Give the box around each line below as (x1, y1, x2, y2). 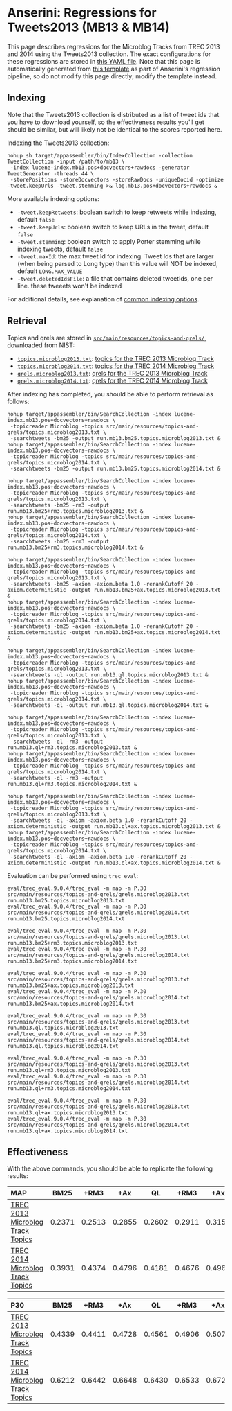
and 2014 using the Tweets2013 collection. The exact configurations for (7, 50, 211, 58)
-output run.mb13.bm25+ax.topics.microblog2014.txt (68, 629, 221, 636)
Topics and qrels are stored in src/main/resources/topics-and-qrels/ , (7, 333, 207, 342)
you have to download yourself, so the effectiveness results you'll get (7, 118, 205, 126)
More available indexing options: (7, 194, 100, 202)
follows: (7, 397, 30, 405)
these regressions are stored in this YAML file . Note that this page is (7, 57, 200, 65)
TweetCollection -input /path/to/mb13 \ (7, 158, 126, 165)
